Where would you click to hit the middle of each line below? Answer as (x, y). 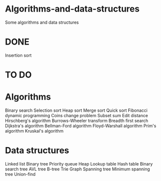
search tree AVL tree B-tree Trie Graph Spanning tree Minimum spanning (78, 169)
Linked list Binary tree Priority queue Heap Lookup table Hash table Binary (79, 164)
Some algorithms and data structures (42, 22)
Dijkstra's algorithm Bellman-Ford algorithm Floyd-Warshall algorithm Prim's (80, 126)
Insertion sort (18, 55)
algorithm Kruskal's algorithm (34, 131)
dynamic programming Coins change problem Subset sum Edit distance (77, 115)
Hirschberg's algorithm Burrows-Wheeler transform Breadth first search (77, 121)
